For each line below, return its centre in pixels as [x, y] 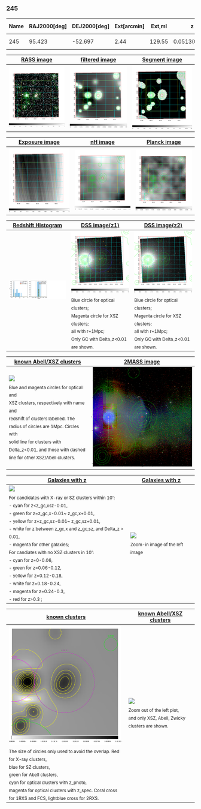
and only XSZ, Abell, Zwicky [157, 718]
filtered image [98, 60]
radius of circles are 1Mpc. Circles [44, 426]
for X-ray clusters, [28, 759]
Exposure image [39, 142]
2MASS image [142, 362]
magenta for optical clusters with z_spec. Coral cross [63, 790]
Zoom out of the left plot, [154, 710]
